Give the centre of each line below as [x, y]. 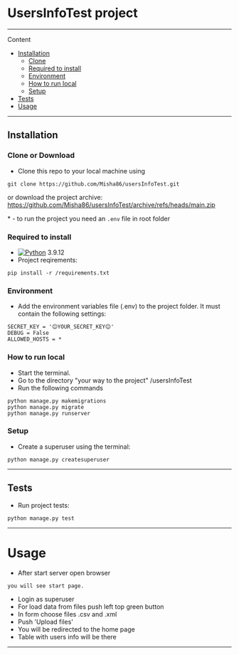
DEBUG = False [28, 333]
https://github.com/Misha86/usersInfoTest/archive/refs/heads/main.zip [111, 205]
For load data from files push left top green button [91, 607]
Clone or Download [41, 156]
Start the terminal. [44, 373]
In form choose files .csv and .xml [67, 614]
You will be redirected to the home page [76, 629]
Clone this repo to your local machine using [81, 171]
